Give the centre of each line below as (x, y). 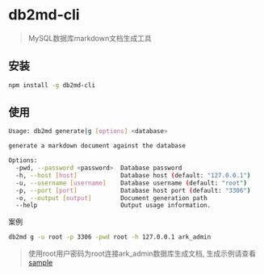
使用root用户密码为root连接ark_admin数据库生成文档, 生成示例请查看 (142, 254)
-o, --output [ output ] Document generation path (111, 198)
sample (40, 263)
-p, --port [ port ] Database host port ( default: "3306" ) (133, 190)
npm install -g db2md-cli (52, 85)
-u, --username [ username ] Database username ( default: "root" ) (132, 183)
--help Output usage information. (113, 206)
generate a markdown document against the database (97, 146)
